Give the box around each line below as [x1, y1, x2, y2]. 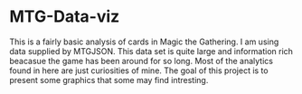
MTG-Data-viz [9, 6, 120, 27]
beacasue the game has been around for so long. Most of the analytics [9, 55, 274, 66]
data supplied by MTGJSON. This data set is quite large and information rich [9, 45, 294, 56]
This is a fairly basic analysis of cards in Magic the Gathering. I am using [9, 36, 279, 47]
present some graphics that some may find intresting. [9, 74, 209, 85]
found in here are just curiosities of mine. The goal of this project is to [9, 65, 269, 76]
